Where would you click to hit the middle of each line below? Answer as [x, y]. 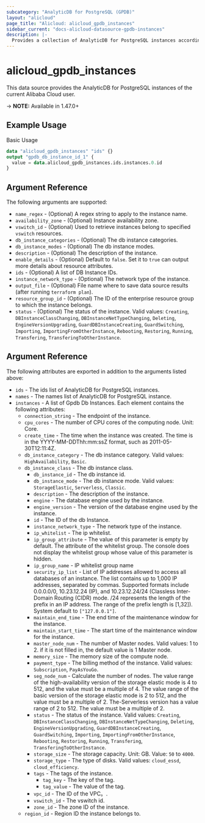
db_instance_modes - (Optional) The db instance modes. [85, 247]
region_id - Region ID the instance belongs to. [83, 813]
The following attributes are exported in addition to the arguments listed [96, 371]
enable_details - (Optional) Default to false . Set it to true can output [102, 259]
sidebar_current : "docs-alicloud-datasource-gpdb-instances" [86, 29]
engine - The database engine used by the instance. [99, 500]
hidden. [43, 559]
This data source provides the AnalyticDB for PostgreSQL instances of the [99, 88]
